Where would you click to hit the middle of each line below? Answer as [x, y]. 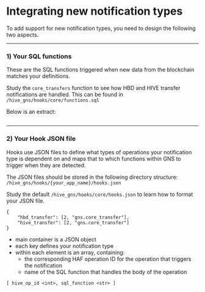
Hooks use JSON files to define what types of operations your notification [99, 152]
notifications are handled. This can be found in [65, 95]
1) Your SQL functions [39, 56]
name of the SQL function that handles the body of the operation [106, 272]
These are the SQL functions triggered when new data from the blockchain [100, 70]
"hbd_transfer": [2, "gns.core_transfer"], [74, 217]
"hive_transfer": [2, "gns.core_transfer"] [74, 223]
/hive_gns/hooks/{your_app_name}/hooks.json [64, 183]
